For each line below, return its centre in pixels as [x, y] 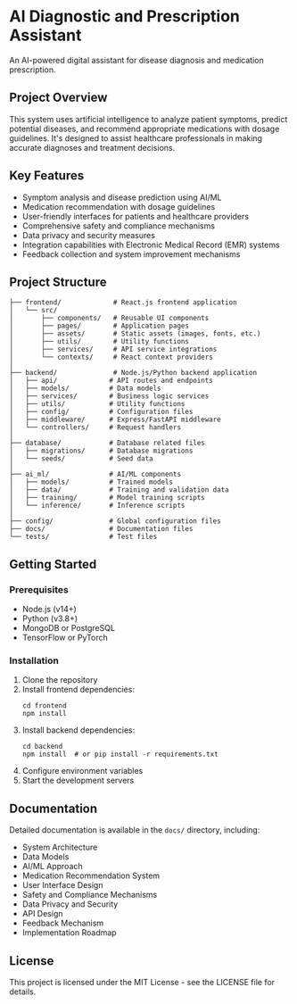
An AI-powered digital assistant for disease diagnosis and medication [137, 60]
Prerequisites [39, 589]
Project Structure [58, 282]
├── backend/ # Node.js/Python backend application [133, 373]
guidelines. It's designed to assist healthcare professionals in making [136, 138]
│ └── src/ [33, 311]
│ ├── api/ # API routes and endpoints [111, 381]
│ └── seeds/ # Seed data [81, 459]
